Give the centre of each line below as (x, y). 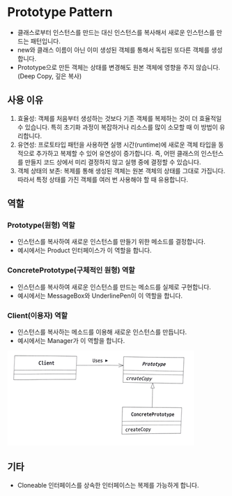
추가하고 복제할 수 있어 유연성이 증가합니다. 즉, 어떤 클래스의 (118, 153)
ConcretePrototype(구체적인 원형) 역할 (71, 270)
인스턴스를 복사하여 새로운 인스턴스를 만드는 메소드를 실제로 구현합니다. (114, 286)
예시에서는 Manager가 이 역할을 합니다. (71, 341)
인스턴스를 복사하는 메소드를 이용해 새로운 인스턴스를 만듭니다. (102, 332)
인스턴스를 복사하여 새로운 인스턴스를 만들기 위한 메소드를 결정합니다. (111, 242)
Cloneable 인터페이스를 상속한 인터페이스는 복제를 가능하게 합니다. (108, 485)
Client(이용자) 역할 (38, 315)
